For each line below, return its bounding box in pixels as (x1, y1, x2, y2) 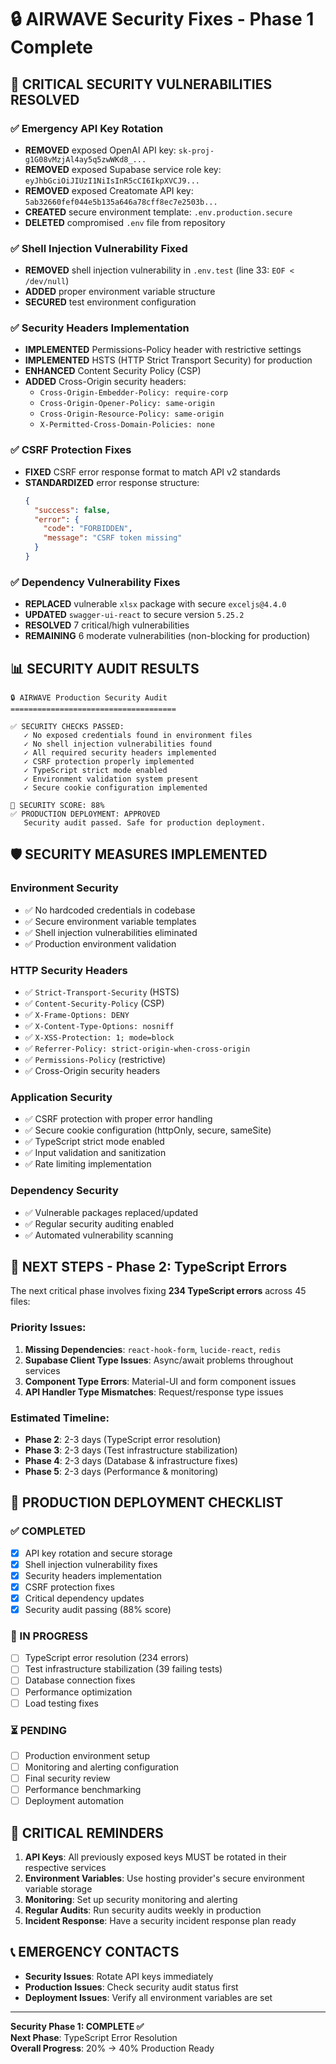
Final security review (24, 1772, 111, 1785)
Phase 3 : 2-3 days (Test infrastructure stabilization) (24, 1444, 238, 1456)
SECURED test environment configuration (24, 296, 197, 308)
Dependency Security (10, 1184, 119, 1198)
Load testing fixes (24, 1697, 99, 1709)
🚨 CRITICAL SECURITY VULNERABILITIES (10, 76, 273, 93)
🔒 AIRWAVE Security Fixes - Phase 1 (10, 8, 315, 31)
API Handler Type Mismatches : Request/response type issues (24, 1386, 284, 1398)
